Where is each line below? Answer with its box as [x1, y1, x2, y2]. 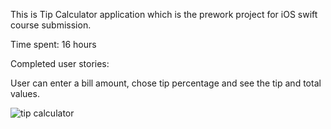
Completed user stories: [10, 58, 110, 69]
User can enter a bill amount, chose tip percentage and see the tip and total [10, 77, 322, 89]
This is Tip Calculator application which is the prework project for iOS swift [10, 9, 318, 20]
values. [10, 88, 40, 99]
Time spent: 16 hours [10, 39, 97, 50]
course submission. [10, 19, 92, 31]
